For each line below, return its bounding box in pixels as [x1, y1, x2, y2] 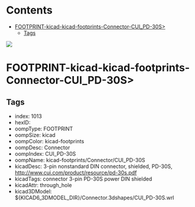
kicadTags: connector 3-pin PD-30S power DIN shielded [14, 175, 152, 182]
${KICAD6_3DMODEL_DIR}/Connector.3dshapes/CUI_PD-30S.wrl [14, 194, 174, 201]
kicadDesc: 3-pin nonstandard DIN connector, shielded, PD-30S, [14, 163, 173, 170]
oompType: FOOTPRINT [14, 125, 73, 132]
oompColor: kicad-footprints [14, 137, 84, 144]
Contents [6, 4, 53, 17]
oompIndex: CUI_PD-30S [14, 150, 76, 157]
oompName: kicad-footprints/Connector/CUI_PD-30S [14, 156, 146, 163]
